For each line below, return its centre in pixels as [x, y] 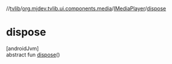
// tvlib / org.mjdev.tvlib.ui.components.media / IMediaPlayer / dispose [86, 9]
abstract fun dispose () [33, 55]
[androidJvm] [23, 48]
